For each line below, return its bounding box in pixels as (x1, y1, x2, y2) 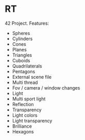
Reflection (12, 101, 34, 107)
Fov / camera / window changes (12, 84, 80, 91)
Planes (12, 46, 27, 52)
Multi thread (12, 79, 38, 85)
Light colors (12, 112, 38, 118)
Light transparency (12, 117, 52, 124)
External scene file (12, 74, 52, 80)
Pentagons (12, 68, 35, 75)
